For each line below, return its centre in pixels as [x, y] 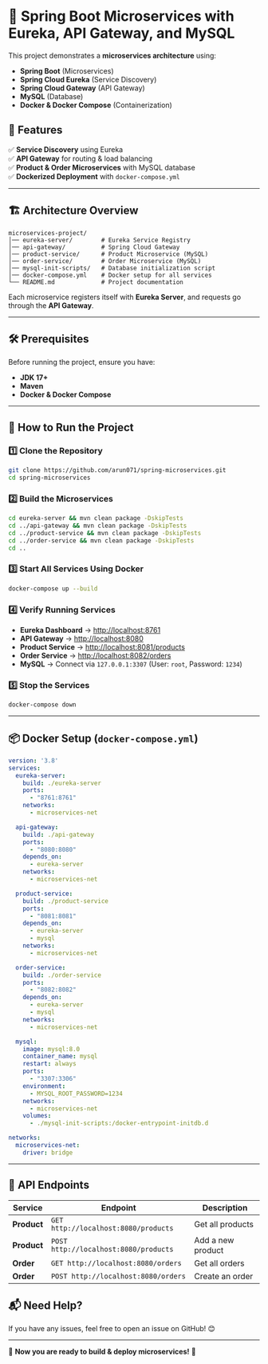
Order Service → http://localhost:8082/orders [95, 655]
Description [225, 1207]
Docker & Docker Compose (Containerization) [96, 105]
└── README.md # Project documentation [96, 282]
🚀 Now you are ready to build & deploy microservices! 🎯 [102, 1352]
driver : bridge [48, 1152]
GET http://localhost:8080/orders [116, 1263]
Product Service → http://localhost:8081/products [102, 646]
